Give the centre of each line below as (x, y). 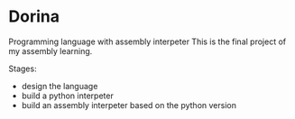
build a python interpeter (67, 96)
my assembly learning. (51, 50)
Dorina (34, 17)
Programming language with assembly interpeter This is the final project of (147, 41)
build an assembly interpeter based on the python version (129, 105)
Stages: (23, 69)
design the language (60, 86)
